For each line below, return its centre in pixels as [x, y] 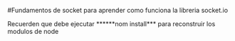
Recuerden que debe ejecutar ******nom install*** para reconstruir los [111, 24]
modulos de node [33, 31]
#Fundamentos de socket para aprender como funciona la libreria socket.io [118, 10]
